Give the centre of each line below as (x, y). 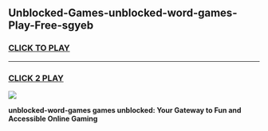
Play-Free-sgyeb (51, 26)
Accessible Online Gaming (53, 118)
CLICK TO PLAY (39, 48)
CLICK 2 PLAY (36, 78)
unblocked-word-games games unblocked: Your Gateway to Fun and (125, 110)
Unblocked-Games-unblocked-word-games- (123, 13)
